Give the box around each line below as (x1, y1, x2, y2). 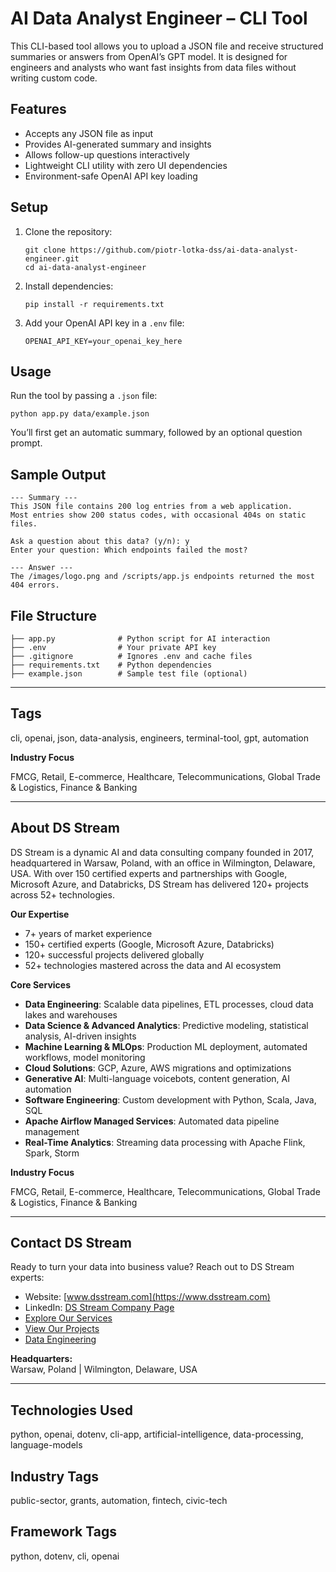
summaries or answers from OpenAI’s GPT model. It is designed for (10, 50, 288, 62)
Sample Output (10, 466, 107, 483)
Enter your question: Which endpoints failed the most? (10, 545, 248, 556)
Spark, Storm (24, 1147, 80, 1159)
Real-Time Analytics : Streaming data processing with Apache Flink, (24, 1136, 306, 1148)
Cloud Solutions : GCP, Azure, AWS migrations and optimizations (24, 1062, 292, 1074)
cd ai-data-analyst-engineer (24, 262, 147, 272)
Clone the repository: (24, 225, 113, 237)
